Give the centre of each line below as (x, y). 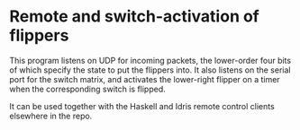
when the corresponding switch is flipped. (88, 89)
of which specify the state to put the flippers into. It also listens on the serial (150, 70)
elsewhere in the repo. (51, 116)
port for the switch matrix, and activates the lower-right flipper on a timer (145, 79)
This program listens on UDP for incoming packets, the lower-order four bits (150, 60)
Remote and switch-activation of (134, 17)
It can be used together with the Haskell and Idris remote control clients (142, 106)
